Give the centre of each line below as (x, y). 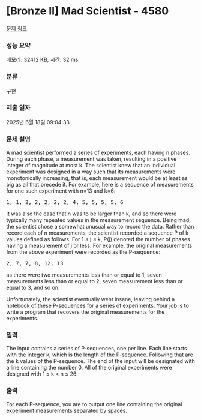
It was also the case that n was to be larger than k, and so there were (91, 214)
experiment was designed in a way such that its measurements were (91, 172)
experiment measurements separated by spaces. (67, 410)
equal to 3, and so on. (33, 288)
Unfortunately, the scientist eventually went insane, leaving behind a (91, 299)
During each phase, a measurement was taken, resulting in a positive (91, 159)
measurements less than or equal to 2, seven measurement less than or (94, 281)
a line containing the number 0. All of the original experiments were (89, 368)
